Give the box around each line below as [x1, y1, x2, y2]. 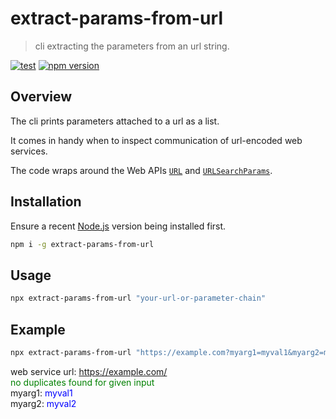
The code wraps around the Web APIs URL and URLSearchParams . [10, 164, 273, 176]
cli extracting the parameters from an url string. [34, 40, 230, 52]
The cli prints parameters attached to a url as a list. [10, 115, 220, 127]
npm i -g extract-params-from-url [10, 239, 155, 249]
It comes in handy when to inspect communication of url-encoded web [10, 134, 303, 146]
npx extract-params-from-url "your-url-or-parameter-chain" [10, 293, 267, 304]
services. [10, 145, 48, 157]
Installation [10, 193, 82, 211]
